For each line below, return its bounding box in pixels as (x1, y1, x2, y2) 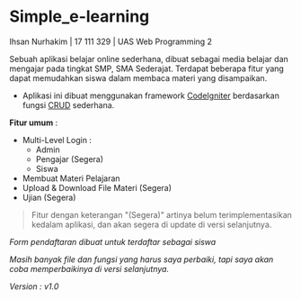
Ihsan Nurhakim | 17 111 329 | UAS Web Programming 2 (9, 36, 213, 47)
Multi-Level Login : (22, 134, 93, 145)
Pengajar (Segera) (35, 153, 104, 164)
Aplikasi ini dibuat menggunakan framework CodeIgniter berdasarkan (22, 90, 280, 101)
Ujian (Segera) (22, 192, 76, 203)
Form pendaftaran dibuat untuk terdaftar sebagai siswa (9, 236, 217, 247)
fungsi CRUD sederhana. (22, 99, 115, 110)
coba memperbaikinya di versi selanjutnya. (9, 263, 169, 274)
